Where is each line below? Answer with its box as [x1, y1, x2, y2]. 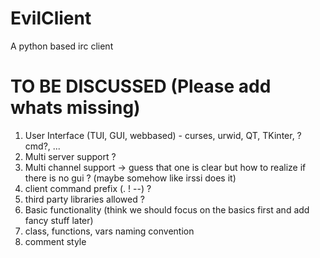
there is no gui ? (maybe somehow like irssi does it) [24, 172, 237, 184]
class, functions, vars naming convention [24, 225, 195, 237]
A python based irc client [10, 40, 114, 52]
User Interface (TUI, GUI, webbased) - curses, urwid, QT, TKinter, [24, 129, 295, 141]
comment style [24, 235, 87, 247]
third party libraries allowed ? [24, 193, 145, 205]
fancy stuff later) [24, 214, 94, 226]
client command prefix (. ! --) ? [24, 182, 152, 194]
